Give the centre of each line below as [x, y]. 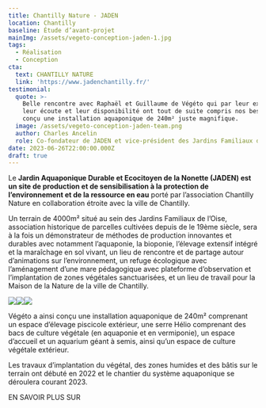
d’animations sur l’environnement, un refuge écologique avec [108, 261]
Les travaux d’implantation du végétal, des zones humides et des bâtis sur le [133, 365]
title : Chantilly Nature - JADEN [63, 15]
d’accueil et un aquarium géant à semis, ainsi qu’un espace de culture [122, 341]
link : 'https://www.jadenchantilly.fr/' [83, 82]
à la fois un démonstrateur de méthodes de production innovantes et [120, 235]
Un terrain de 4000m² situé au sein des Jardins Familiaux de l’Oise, [118, 219]
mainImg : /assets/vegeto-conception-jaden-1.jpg [90, 38]
